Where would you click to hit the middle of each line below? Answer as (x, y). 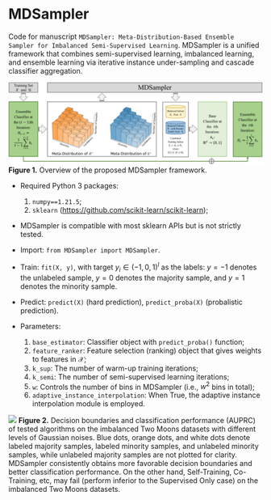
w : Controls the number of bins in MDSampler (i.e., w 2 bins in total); (144, 386)
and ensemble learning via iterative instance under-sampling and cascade (131, 62)
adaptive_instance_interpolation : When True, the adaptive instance (146, 395)
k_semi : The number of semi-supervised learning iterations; (131, 376)
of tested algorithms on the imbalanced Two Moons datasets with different (132, 429)
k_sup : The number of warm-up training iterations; (115, 368)
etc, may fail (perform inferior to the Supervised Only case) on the (149, 481)
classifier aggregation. (46, 70)
